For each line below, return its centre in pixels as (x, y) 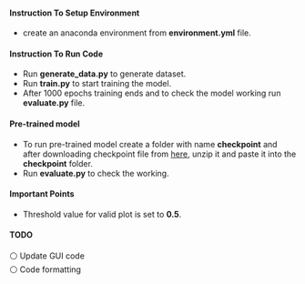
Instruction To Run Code (56, 54)
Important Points (42, 194)
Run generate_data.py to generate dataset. (104, 74)
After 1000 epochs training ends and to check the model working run (152, 93)
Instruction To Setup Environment (75, 13)
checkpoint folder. (58, 163)
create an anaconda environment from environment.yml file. (137, 33)
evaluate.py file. (54, 103)
